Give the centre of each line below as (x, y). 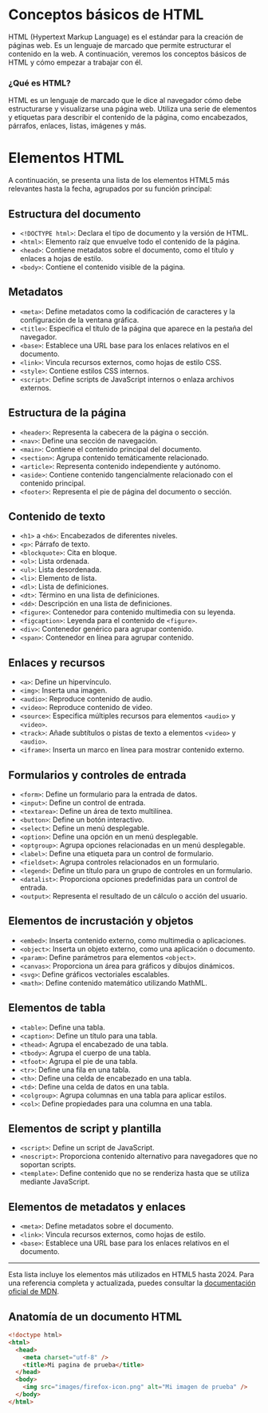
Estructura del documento (75, 214)
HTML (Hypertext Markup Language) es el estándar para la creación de (126, 37)
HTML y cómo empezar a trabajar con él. (76, 62)
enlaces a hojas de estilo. (61, 258)
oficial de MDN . (34, 1292)
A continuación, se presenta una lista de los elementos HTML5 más (119, 181)
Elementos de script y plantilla (85, 1129)
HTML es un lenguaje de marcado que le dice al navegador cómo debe (125, 101)
